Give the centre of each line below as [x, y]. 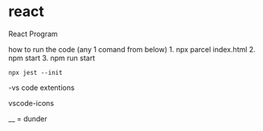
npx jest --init [35, 72]
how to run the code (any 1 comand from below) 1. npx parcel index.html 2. [132, 49]
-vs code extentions [41, 88]
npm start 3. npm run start [52, 58]
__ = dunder [28, 118]
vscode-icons [31, 103]
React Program [33, 34]
